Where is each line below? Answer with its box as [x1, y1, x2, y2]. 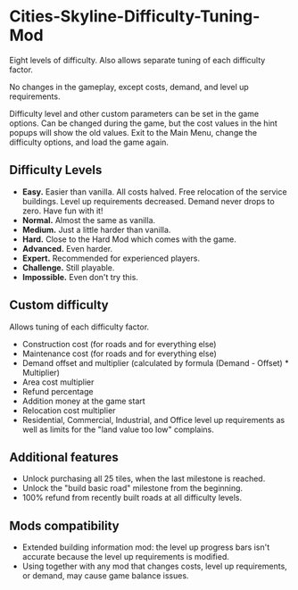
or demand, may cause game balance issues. [21, 570, 189, 581]
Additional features [9, 449, 119, 465]
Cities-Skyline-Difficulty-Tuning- [9, 6, 261, 27]
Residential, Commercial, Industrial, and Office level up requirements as [21, 414, 286, 425]
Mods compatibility [9, 518, 120, 533]
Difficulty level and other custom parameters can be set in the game [9, 108, 260, 119]
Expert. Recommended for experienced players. [21, 253, 201, 263]
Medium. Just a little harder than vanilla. [21, 224, 171, 235]
